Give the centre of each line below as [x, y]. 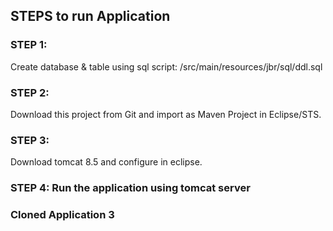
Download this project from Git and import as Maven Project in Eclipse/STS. [166, 114]
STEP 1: [29, 45]
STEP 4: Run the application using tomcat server [130, 188]
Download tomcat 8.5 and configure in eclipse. [106, 162]
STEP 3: [30, 140]
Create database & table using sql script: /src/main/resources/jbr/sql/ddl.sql [166, 66]
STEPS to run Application [90, 16]
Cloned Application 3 [62, 215]
